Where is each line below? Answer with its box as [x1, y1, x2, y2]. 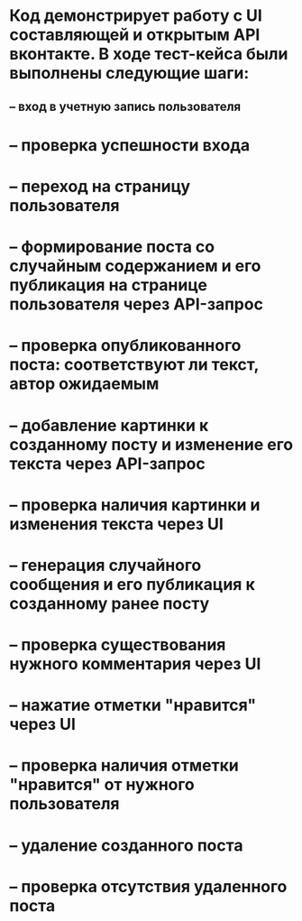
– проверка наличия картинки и [9, 494, 261, 515]
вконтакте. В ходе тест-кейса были [9, 44, 288, 64]
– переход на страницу [9, 176, 191, 197]
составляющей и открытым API [9, 24, 261, 45]
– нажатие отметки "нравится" [9, 695, 257, 715]
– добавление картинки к [9, 415, 209, 436]
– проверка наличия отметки [9, 755, 239, 776]
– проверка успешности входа [9, 134, 251, 155]
